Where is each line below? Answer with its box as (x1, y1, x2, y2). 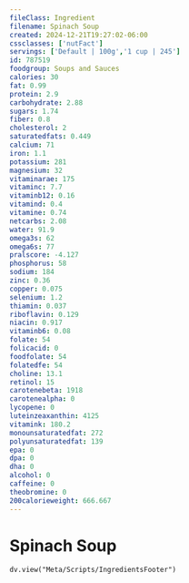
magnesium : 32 (9, 166, 64, 175)
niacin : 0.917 (9, 318, 64, 328)
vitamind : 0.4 (9, 199, 64, 210)
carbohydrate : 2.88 (9, 97, 84, 107)
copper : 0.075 (9, 284, 64, 293)
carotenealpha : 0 (9, 394, 75, 404)
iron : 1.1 (9, 148, 47, 158)
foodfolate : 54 (9, 352, 67, 361)
